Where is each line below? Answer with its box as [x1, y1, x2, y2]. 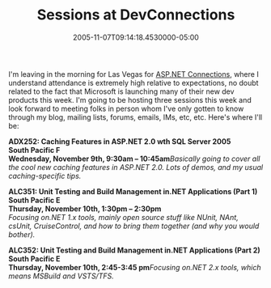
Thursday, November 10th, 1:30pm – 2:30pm [8, 204, 162, 214]
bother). [8, 229, 36, 239]
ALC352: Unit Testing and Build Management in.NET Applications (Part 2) [8, 245, 260, 255]
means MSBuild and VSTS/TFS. [8, 271, 115, 281]
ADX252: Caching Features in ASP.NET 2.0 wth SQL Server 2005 [8, 136, 231, 146]
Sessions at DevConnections [36, 6, 235, 24]
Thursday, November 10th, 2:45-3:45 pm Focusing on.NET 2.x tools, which [8, 262, 261, 272]
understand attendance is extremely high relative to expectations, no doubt [8, 78, 259, 87]
